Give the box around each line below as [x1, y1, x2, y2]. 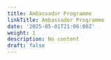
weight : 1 [7, 29, 36, 37]
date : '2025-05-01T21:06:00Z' [7, 23, 96, 30]
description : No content [7, 36, 80, 43]
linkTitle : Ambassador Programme [7, 17, 105, 23]
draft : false [7, 42, 45, 49]
